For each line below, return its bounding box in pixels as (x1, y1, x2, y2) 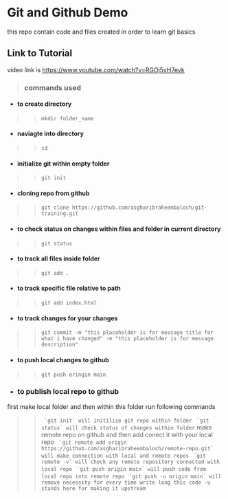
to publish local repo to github (16, 387, 119, 397)
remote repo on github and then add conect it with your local (41, 430, 213, 439)
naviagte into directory (16, 129, 84, 138)
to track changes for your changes (16, 314, 118, 322)
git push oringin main (41, 371, 106, 378)
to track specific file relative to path (16, 284, 122, 293)
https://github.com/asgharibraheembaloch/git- (71, 204, 208, 211)
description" (41, 342, 79, 348)
